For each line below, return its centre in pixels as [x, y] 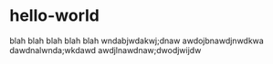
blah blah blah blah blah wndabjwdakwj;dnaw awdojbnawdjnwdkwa [137, 41]
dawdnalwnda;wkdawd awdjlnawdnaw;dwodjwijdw [105, 50]
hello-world [55, 16]
